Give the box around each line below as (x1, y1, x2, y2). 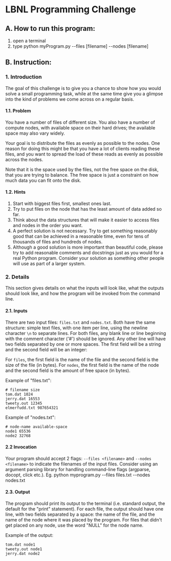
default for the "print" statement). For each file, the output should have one (5, 506, 164, 512)
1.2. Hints (5, 189, 26, 195)
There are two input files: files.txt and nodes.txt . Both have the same (5, 319, 156, 325)
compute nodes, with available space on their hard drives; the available (5, 124, 156, 130)
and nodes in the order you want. (12, 222, 83, 229)
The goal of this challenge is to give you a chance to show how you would (5, 85, 161, 91)
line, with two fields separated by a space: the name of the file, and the (5, 511, 155, 517)
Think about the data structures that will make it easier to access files (12, 217, 160, 223)
